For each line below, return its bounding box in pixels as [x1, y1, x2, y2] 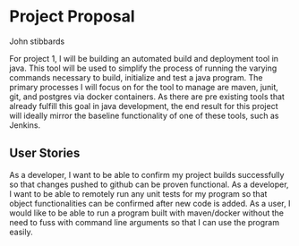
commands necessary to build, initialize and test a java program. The [9, 72, 263, 82]
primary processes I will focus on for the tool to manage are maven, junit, [9, 81, 279, 92]
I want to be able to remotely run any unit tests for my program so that [9, 188, 268, 199]
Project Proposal [9, 6, 136, 27]
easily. [9, 226, 33, 237]
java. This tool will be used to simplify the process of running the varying [9, 63, 278, 73]
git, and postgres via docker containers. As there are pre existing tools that [9, 91, 285, 102]
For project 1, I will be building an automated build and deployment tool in [9, 53, 279, 64]
